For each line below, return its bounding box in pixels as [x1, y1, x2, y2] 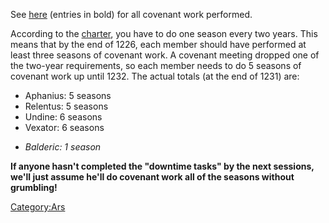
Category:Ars [10, 201, 66, 213]
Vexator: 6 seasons [24, 122, 105, 133]
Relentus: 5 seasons [24, 100, 109, 112]
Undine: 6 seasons [24, 111, 103, 123]
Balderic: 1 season [24, 141, 102, 153]
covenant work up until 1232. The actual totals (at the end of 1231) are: [10, 70, 300, 82]
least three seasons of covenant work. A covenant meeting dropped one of [10, 49, 320, 61]
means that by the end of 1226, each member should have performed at [10, 39, 307, 50]
